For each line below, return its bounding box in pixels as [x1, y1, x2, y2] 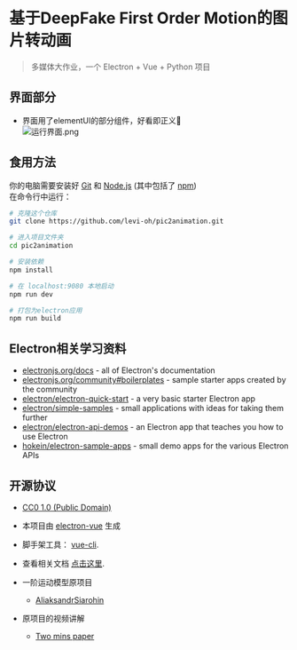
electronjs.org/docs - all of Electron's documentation [21, 365, 215, 376]
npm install [9, 266, 53, 274]
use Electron [21, 432, 68, 442]
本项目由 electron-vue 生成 [21, 520, 121, 531]
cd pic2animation [9, 242, 74, 250]
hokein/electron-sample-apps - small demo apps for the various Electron [21, 440, 289, 451]
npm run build [9, 314, 62, 323]
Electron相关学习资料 [9, 341, 127, 356]
